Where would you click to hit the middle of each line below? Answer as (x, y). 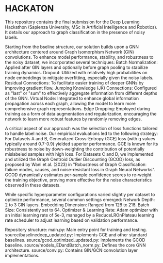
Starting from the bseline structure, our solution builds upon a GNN (72, 47)
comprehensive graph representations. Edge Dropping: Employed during (78, 108)
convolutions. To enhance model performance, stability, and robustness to (79, 57)
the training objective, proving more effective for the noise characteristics (79, 180)
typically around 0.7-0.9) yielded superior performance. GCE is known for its (81, 144)
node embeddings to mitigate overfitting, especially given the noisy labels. (79, 78)
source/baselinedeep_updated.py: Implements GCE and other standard (76, 235)
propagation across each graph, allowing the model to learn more (70, 103)
